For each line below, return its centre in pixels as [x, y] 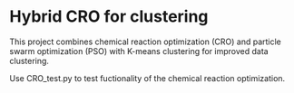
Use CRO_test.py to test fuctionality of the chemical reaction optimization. [147, 78]
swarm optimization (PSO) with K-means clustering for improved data [139, 51]
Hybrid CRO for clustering [109, 17]
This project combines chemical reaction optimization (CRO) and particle [145, 42]
